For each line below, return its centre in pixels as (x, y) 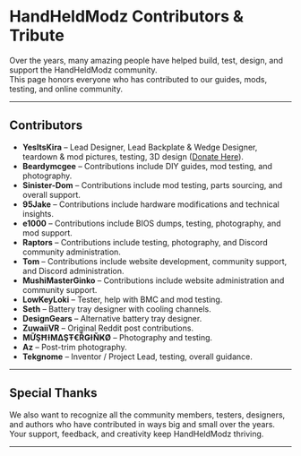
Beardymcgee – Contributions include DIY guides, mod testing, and (147, 166)
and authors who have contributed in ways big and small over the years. (142, 424)
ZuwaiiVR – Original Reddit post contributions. (108, 328)
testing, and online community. (66, 89)
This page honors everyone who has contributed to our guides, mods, (138, 79)
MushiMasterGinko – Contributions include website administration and (153, 280)
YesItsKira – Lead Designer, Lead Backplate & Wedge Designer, (140, 147)
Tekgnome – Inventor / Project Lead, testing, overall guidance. (137, 357)
